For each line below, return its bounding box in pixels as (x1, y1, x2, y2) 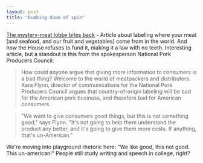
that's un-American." (21, 131, 73, 139)
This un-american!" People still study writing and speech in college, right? (6, 149, 190, 157)
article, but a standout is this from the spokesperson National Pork (6, 50, 171, 57)
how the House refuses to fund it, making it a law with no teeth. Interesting (6, 43, 192, 51)
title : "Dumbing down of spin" (6, 14, 85, 21)
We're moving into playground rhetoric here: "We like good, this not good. (6, 143, 190, 150)
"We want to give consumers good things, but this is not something (21, 112, 188, 120)
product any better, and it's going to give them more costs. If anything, (21, 125, 197, 132)
